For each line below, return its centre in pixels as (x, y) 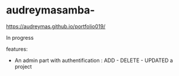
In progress (20, 37)
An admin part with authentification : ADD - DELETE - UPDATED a (94, 60)
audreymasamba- (50, 10)
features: (17, 49)
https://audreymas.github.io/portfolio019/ (56, 26)
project (23, 66)
